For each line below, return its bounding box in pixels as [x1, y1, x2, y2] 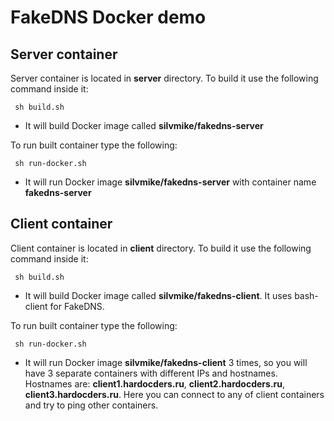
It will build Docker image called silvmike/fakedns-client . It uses [24, 289, 293, 301]
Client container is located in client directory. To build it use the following [10, 242, 312, 254]
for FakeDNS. [49, 300, 105, 312]
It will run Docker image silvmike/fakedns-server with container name [24, 176, 317, 188]
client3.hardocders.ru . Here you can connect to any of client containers [24, 388, 325, 400]
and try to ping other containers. [24, 399, 159, 411]
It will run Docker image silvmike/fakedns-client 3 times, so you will [24, 356, 308, 368]
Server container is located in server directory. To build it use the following [10, 72, 319, 84]
